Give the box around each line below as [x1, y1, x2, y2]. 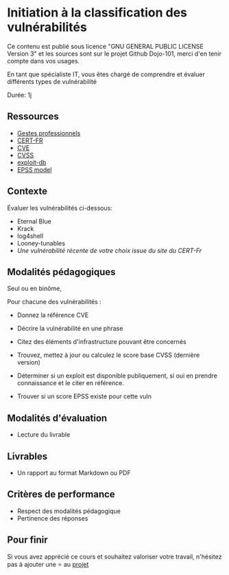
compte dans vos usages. [7, 56, 80, 65]
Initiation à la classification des [7, 5, 187, 21]
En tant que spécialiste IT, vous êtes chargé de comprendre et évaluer [7, 70, 206, 78]
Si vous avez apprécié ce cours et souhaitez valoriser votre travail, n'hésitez [7, 552, 222, 561]
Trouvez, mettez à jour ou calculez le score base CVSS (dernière [16, 351, 200, 359]
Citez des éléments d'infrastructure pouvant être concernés [16, 338, 186, 346]
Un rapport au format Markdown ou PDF [16, 469, 132, 477]
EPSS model [16, 165, 52, 173]
